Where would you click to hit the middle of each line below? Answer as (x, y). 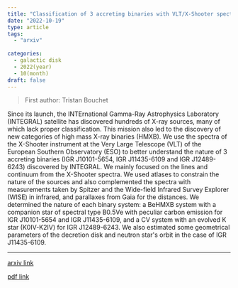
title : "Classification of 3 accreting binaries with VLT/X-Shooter (110, 14)
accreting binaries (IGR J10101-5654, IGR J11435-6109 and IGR (99, 159)
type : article (28, 27)
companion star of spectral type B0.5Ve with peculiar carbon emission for (115, 212)
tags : (15, 34)
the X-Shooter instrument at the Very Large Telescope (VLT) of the (104, 144)
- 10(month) (32, 73)
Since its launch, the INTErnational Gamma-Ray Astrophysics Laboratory (113, 114)
